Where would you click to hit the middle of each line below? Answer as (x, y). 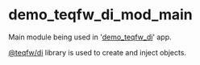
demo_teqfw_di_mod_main (101, 15)
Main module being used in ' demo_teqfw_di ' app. (90, 37)
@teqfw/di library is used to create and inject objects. (98, 52)
